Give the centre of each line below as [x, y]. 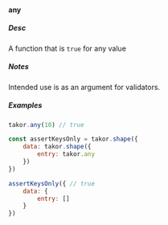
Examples [25, 105]
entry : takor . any [66, 154]
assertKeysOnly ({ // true [51, 183]
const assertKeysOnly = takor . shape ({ [73, 139]
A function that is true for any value [68, 48]
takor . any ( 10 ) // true [46, 125]
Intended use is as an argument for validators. [84, 87]
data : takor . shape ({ [57, 147]
